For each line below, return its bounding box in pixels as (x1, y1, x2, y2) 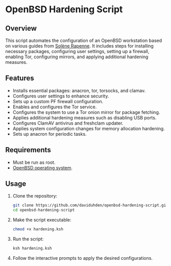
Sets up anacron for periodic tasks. (12, 131, 87, 137)
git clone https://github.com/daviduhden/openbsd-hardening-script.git (12, 203, 168, 208)
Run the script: (12, 236, 44, 242)
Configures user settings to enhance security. (12, 93, 109, 99)
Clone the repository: (12, 193, 58, 199)
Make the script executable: (12, 217, 71, 223)
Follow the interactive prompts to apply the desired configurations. (12, 255, 153, 261)
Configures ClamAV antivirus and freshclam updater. (12, 120, 124, 126)
